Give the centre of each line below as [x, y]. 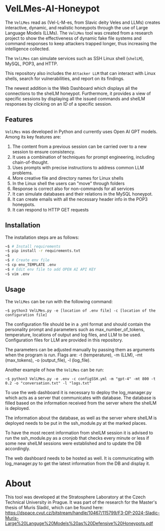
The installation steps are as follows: [42, 237]
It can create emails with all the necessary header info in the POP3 [80, 199]
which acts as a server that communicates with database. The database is [81, 398]
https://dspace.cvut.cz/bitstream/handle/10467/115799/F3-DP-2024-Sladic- [82, 513]
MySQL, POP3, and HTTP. [32, 64]
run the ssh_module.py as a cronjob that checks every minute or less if [77, 438]
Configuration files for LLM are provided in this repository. [64, 340]
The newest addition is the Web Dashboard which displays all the [71, 88]
